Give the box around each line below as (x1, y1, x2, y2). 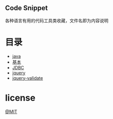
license (5, 92, 36, 103)
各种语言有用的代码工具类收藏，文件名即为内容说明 (5, 17, 109, 24)
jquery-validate (12, 75, 43, 81)
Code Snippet (5, 4, 48, 12)
